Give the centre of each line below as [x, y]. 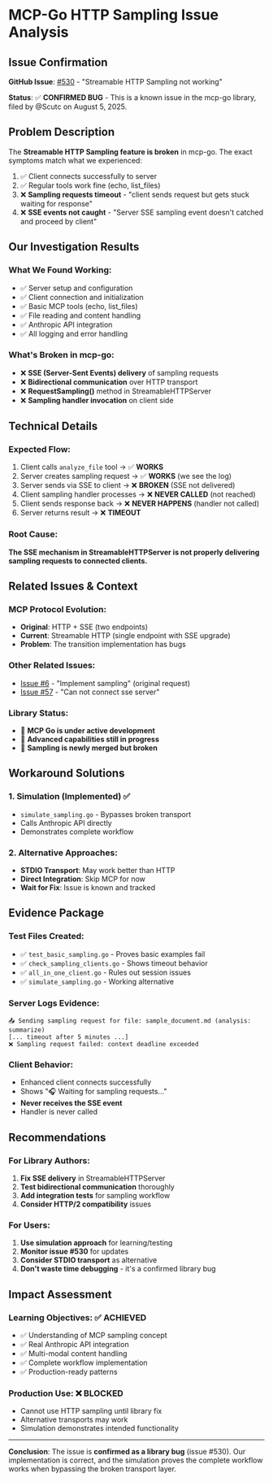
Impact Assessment [60, 1294]
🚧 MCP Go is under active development [88, 731]
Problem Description [62, 132]
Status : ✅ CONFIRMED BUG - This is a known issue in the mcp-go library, [132, 98]
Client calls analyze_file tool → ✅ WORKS [92, 467]
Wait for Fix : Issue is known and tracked [88, 888]
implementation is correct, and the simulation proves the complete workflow [136, 1460]
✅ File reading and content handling [80, 315]
